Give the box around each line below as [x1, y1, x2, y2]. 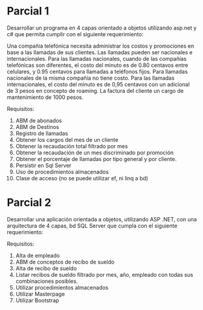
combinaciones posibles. [15, 277, 78, 285]
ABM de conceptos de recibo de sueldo [15, 258, 115, 265]
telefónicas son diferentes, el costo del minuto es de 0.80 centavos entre [7, 62, 188, 69]
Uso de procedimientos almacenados [15, 168, 109, 176]
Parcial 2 [7, 196, 51, 209]
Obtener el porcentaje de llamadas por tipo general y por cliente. [15, 155, 177, 162]
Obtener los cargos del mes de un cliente [15, 136, 118, 143]
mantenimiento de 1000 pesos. [7, 93, 84, 101]
